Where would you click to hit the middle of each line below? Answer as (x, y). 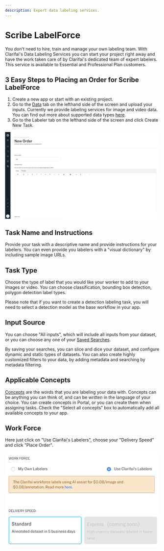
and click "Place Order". (29, 445)
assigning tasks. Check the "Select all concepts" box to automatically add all (82, 407)
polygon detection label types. (36, 292)
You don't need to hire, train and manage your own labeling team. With (76, 49)
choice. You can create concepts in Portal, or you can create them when (78, 402)
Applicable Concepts (38, 380)
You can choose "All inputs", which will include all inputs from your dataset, (81, 334)
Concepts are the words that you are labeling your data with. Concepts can (81, 392)
